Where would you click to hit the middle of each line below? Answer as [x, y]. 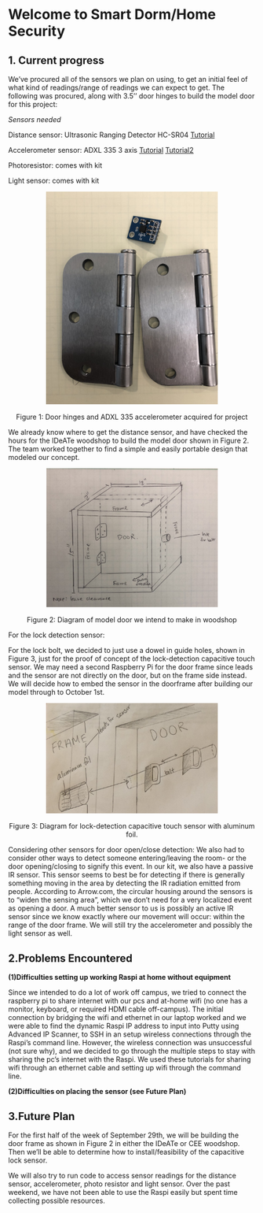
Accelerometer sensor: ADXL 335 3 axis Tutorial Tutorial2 [101, 150]
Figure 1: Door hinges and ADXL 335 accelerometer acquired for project [132, 417]
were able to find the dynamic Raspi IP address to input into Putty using [124, 1026]
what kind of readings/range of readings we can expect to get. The [117, 87]
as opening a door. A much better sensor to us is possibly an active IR [121, 908]
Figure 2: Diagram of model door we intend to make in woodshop [132, 619]
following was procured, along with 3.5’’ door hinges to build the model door [131, 96]
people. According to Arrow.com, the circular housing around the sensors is [131, 892]
